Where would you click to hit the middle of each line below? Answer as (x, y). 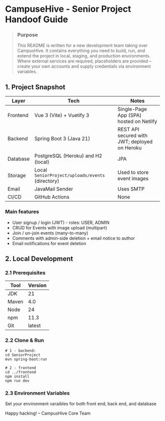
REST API (128, 130)
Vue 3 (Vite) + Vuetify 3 (62, 115)
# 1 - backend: (21, 351)
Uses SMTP (131, 189)
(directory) (47, 181)
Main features (22, 212)
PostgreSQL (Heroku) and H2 (68, 156)
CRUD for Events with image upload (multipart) (60, 227)
